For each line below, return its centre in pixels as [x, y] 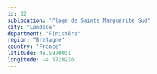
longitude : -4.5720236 [41, 60]
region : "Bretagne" [36, 40]
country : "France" [34, 47]
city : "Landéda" [31, 27]
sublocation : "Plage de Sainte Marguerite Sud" [79, 20]
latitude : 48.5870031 [39, 54]
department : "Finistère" [44, 33]
